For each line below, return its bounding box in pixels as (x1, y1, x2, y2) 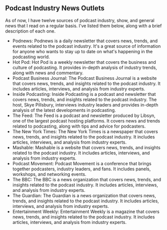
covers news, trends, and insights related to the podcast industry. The (12, 96, 157, 102)
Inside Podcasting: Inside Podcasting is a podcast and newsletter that (12, 91, 156, 97)
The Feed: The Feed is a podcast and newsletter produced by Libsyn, (12, 112, 156, 119)
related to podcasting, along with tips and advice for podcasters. (12, 123, 146, 129)
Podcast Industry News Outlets (5, 4, 105, 13)
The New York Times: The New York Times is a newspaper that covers (12, 128, 158, 135)
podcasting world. (12, 54, 50, 60)
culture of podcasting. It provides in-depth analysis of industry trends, (12, 64, 157, 70)
